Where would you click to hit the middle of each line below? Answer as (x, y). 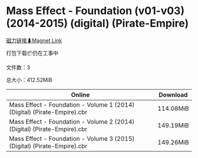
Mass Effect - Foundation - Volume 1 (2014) (72, 104)
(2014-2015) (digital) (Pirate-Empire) (98, 23)
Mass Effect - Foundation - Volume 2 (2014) (72, 121)
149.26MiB (173, 142)
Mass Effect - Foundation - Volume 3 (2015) (72, 139)
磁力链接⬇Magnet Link (34, 40)
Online (80, 94)
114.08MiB (173, 108)
